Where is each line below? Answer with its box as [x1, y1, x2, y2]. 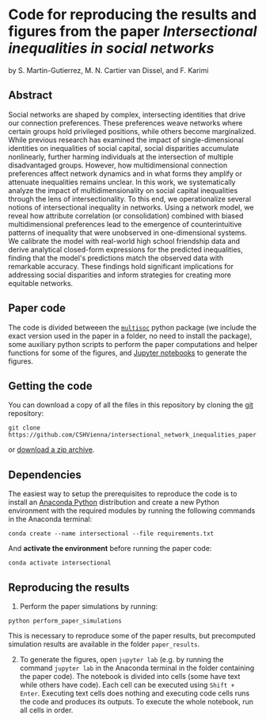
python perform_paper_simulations [8, 617, 123, 625]
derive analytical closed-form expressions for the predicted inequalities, [8, 245, 243, 254]
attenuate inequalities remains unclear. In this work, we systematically [8, 177, 236, 187]
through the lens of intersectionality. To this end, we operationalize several [8, 194, 252, 203]
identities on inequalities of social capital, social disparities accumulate [8, 143, 239, 152]
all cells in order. [19, 705, 74, 715]
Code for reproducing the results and [8, 6, 257, 24]
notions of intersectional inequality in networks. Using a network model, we [8, 202, 254, 212]
